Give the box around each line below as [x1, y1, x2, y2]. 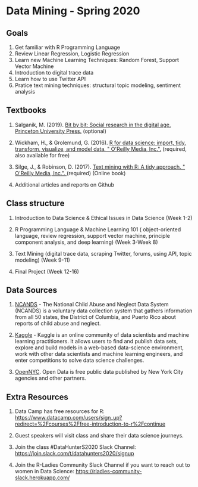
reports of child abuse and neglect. [14, 320, 101, 327]
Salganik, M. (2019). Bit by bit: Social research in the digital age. [14, 121, 171, 128]
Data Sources [6, 285, 58, 296]
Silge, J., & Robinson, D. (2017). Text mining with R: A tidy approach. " [14, 163, 186, 170]
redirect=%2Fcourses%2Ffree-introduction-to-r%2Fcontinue [14, 420, 165, 427]
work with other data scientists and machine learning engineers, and [14, 350, 183, 358]
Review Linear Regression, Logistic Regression [14, 50, 130, 57]
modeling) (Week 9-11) [14, 256, 70, 263]
